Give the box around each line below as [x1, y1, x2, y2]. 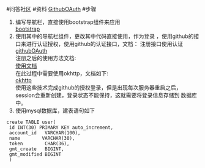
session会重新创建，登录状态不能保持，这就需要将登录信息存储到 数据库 [15, 91, 198, 99]
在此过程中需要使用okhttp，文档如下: [15, 70, 108, 77]
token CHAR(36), [9, 140, 70, 147]
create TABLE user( [6, 119, 56, 125]
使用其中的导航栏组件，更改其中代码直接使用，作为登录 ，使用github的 [15, 32, 194, 40]
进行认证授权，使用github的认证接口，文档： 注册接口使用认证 [26, 40, 184, 47]
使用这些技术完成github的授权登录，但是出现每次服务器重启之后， [15, 84, 182, 91]
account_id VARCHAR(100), [9, 130, 81, 136]
